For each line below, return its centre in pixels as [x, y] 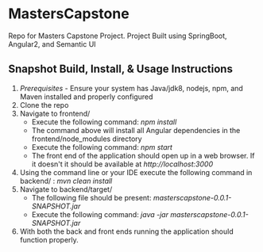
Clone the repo [44, 105]
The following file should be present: [91, 197]
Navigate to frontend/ [55, 113]
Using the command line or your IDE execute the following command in [136, 172]
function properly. [49, 239]
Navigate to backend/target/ [66, 189]
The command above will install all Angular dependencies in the [136, 130]
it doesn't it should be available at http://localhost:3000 [122, 164]
